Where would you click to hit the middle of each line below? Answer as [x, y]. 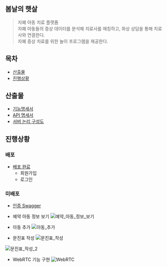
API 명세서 [23, 115]
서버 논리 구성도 [28, 122]
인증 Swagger [27, 206]
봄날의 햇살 [22, 9]
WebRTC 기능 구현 [31, 259]
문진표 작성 [24, 238]
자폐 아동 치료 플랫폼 [38, 22]
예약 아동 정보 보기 [31, 216]
